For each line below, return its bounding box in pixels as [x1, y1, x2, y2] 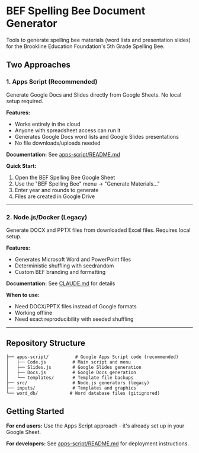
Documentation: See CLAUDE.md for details [6, 280, 115, 287]
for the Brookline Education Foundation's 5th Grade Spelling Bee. [6, 43, 165, 50]
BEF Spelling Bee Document [6, 4, 146, 18]
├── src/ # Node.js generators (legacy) [6, 379, 150, 386]
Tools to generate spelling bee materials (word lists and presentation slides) [6, 36, 191, 43]
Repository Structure [6, 338, 86, 348]
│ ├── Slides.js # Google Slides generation [6, 364, 142, 370]
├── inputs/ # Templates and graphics [6, 385, 136, 391]
